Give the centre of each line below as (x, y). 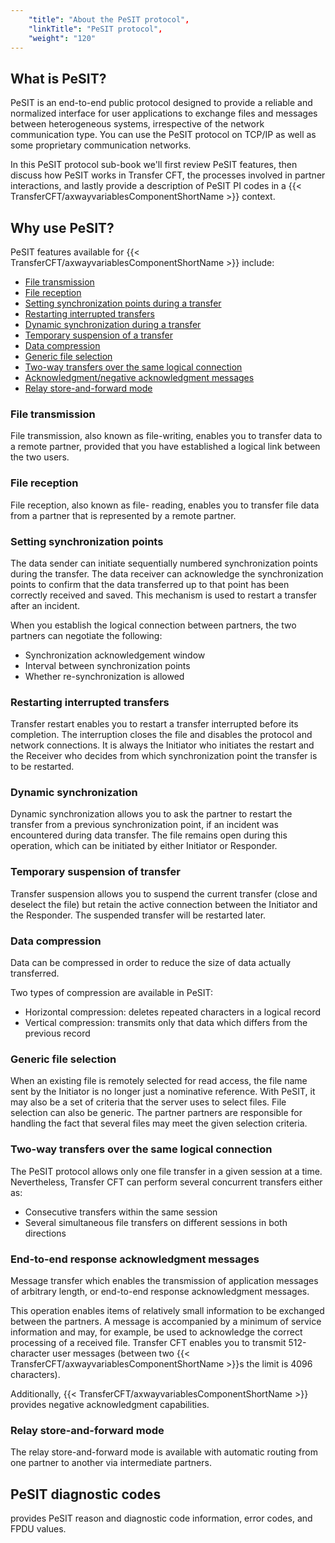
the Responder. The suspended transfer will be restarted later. (138, 915)
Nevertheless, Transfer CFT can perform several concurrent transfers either (166, 1182)
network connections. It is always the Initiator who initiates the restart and (162, 745)
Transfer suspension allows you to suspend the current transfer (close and (164, 893)
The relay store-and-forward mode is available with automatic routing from (164, 1452)
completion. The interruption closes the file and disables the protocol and (161, 735)
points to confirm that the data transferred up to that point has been (150, 584)
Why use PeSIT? (62, 227)
